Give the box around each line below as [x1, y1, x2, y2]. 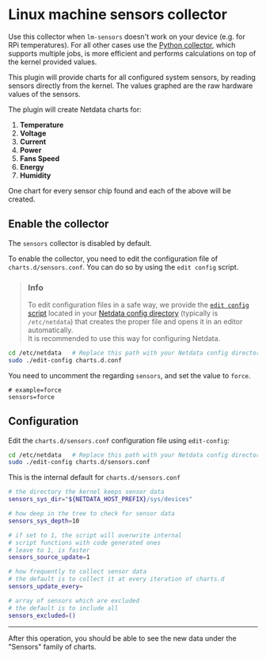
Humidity [19, 170, 51, 180]
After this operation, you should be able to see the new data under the [8, 633, 237, 643]
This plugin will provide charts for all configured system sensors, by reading [8, 72, 256, 82]
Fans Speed [19, 153, 60, 163]
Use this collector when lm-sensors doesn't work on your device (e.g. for [8, 32, 245, 41]
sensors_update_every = [8, 583, 83, 591]
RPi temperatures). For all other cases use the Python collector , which [8, 40, 236, 49]
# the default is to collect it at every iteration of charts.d [8, 575, 225, 584]
